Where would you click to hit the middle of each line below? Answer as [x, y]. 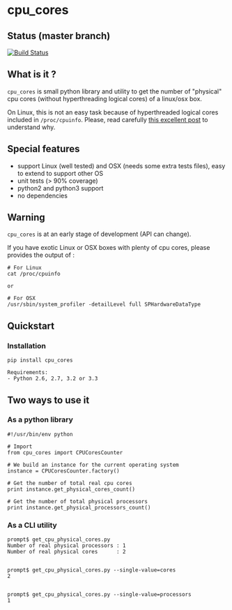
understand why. [31, 127]
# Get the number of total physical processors [78, 501]
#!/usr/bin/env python [40, 434]
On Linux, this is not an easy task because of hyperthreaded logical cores [113, 112]
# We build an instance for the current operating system [93, 465]
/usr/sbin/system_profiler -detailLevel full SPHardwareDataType [104, 305]
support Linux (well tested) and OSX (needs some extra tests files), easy [121, 165]
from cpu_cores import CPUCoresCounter [65, 452]
